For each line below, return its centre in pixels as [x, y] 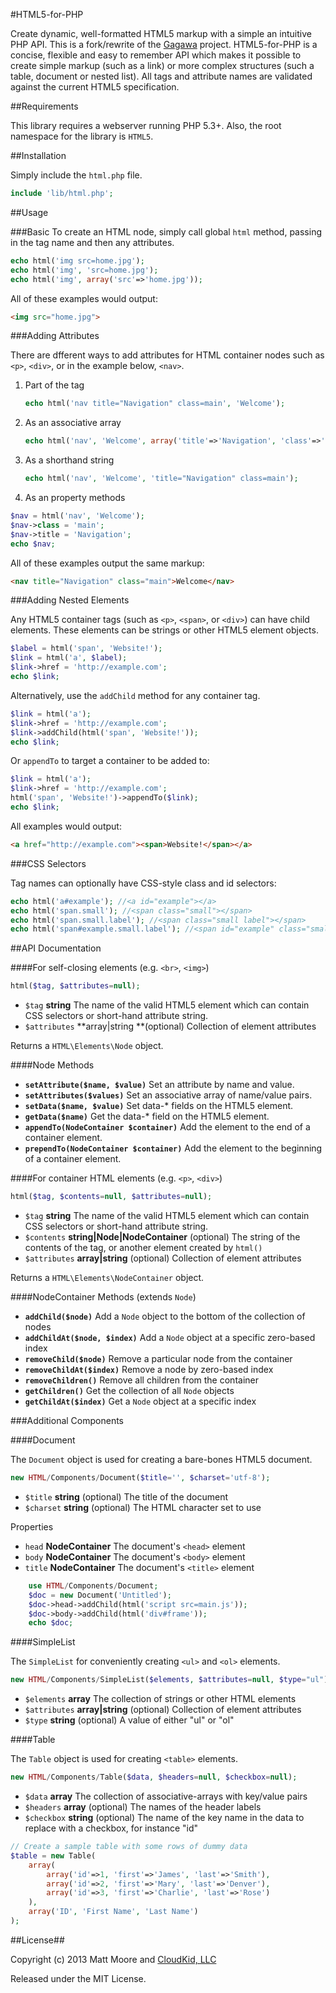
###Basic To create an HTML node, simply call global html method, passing [166, 231]
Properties [32, 1526]
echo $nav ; [33, 544]
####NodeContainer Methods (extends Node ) [103, 1297]
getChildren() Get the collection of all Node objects [129, 1390]
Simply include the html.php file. [76, 175]
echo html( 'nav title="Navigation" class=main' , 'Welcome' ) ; [155, 404]
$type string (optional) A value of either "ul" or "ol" [129, 1720]
